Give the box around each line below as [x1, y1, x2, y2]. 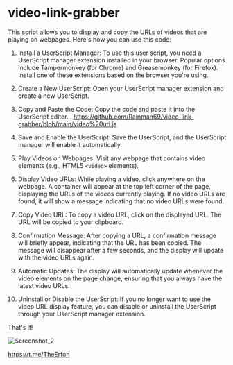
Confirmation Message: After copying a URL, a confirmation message [17, 231, 217, 239]
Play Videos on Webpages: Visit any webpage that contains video [17, 154, 206, 162]
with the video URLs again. [17, 253, 95, 262]
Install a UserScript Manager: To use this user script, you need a [17, 49, 202, 57]
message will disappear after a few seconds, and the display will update [17, 246, 224, 254]
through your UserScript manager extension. [17, 309, 146, 318]
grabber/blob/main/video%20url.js [17, 119, 117, 128]
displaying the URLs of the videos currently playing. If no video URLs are [17, 189, 225, 198]
